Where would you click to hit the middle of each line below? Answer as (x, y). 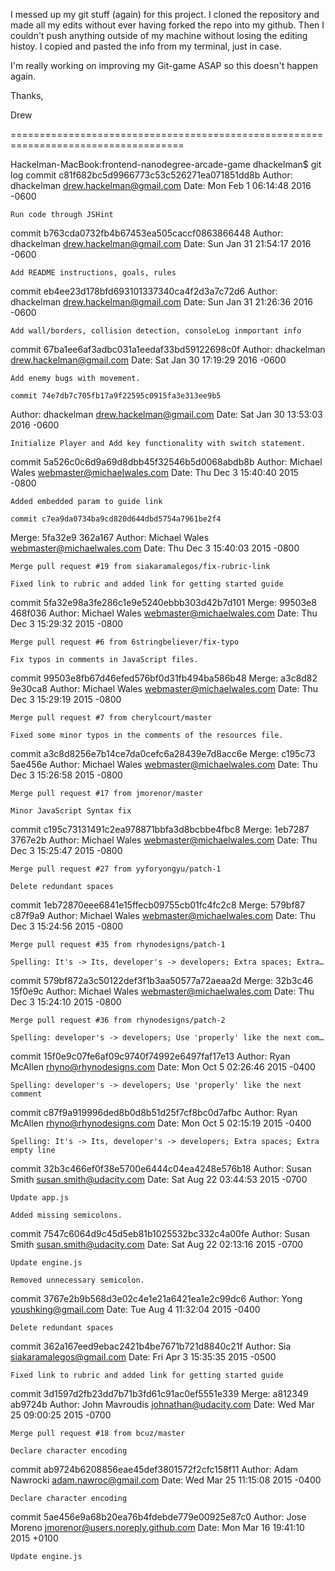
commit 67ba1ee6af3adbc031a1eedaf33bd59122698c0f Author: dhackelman (168, 349)
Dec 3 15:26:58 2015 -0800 (66, 775)
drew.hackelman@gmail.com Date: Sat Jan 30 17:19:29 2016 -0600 (148, 360)
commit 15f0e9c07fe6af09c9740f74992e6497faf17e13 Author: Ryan (150, 1056)
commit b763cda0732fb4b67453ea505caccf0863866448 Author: (147, 233)
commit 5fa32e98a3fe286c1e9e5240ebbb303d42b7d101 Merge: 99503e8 (163, 602)
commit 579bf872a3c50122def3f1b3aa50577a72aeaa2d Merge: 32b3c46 (162, 980)
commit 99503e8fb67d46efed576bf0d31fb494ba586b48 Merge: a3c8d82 (164, 678)
